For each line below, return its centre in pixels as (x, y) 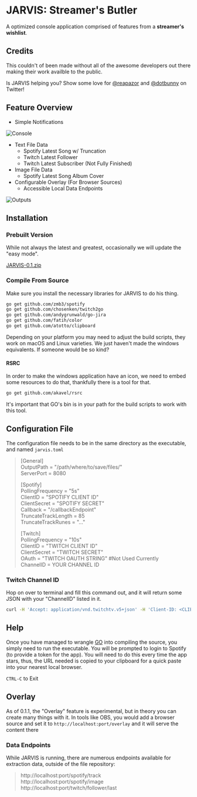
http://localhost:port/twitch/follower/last (69, 788)
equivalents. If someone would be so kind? (58, 349)
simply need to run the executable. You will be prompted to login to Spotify (96, 648)
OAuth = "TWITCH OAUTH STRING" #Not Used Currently (90, 558)
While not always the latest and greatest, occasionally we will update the (94, 248)
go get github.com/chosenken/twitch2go (55, 310)
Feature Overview (40, 108)
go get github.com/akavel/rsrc (44, 393)
